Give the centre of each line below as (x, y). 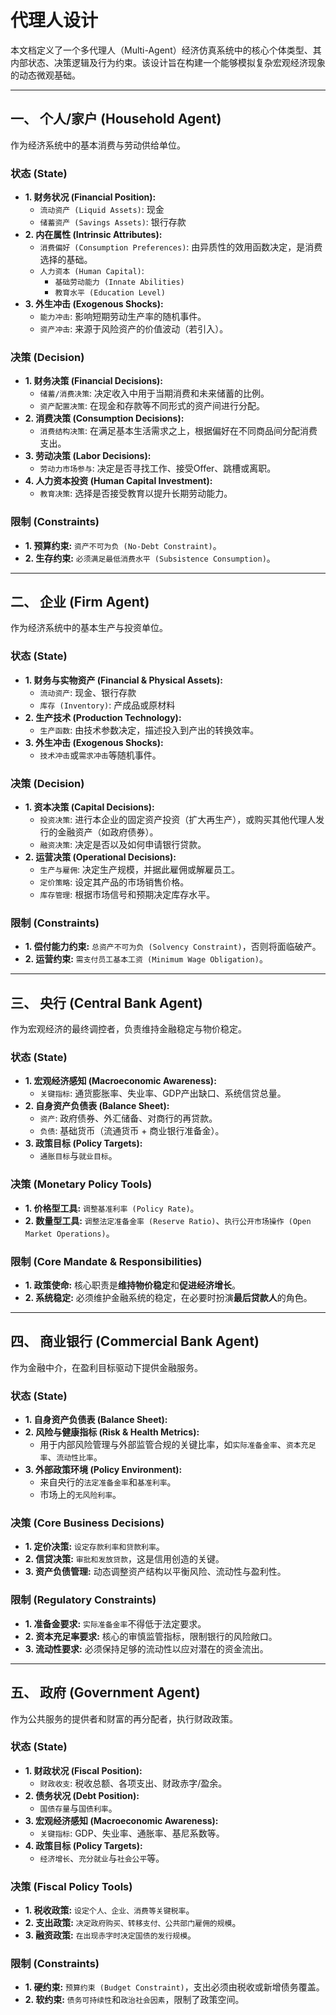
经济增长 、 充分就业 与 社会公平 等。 (102, 1858)
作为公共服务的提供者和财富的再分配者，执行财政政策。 (124, 1718)
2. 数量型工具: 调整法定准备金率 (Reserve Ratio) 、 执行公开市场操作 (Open (168, 1220)
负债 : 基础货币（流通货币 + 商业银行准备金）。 (132, 1131)
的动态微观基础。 (45, 75)
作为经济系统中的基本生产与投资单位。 (89, 628)
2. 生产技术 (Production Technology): (103, 717)
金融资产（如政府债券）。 (108, 832)
